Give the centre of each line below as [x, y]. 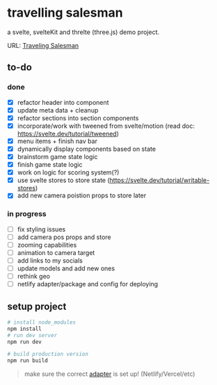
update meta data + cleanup [58, 110]
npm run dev [24, 342]
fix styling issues [41, 229]
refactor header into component [63, 102]
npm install [24, 329]
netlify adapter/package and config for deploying [88, 284]
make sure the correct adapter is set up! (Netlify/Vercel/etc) [110, 374]
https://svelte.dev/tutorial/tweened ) [68, 133]
